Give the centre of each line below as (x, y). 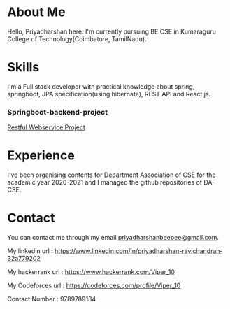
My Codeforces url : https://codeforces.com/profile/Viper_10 (94, 286)
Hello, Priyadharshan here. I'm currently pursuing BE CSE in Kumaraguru (112, 31)
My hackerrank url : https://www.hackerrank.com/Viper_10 (91, 272)
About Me (36, 12)
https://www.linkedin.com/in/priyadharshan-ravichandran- (139, 251)
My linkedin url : (30, 251)
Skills (23, 67)
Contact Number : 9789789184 (52, 299)
